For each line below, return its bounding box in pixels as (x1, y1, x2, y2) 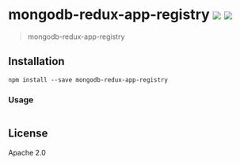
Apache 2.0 (8, 148, 46, 157)
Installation (8, 55, 65, 68)
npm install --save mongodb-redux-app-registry (8, 75, 169, 84)
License (8, 127, 48, 140)
